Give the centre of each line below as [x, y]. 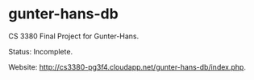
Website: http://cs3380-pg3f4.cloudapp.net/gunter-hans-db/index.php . [127, 67]
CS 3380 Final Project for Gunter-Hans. [74, 36]
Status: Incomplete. [41, 51]
